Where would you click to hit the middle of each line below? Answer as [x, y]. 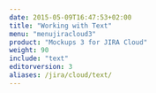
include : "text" [39, 58]
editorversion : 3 [41, 67]
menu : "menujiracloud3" [53, 34]
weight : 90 [29, 50]
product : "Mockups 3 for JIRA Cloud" [78, 42]
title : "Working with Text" [61, 26]
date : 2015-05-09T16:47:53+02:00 [71, 17]
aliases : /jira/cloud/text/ [61, 75]
